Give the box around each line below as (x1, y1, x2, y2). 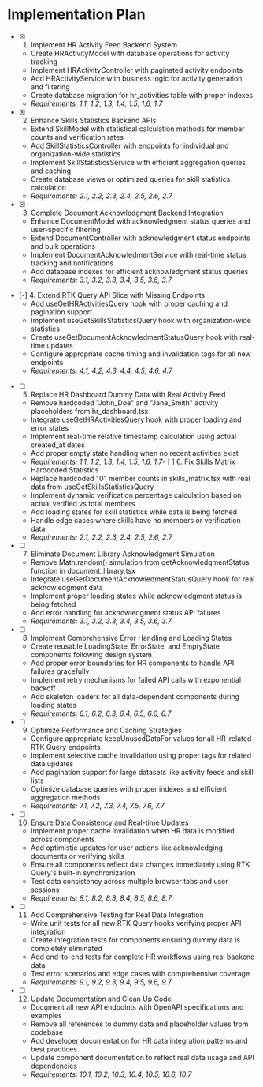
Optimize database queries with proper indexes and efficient (30, 784, 228, 793)
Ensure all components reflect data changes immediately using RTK (30, 859, 250, 869)
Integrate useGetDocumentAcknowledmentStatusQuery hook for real (30, 574, 255, 584)
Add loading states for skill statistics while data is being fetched (30, 507, 238, 517)
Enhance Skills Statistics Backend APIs (30, 115, 157, 125)
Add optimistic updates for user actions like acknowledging (30, 843, 224, 852)
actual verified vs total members (30, 498, 135, 508)
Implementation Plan (7, 6, 146, 24)
